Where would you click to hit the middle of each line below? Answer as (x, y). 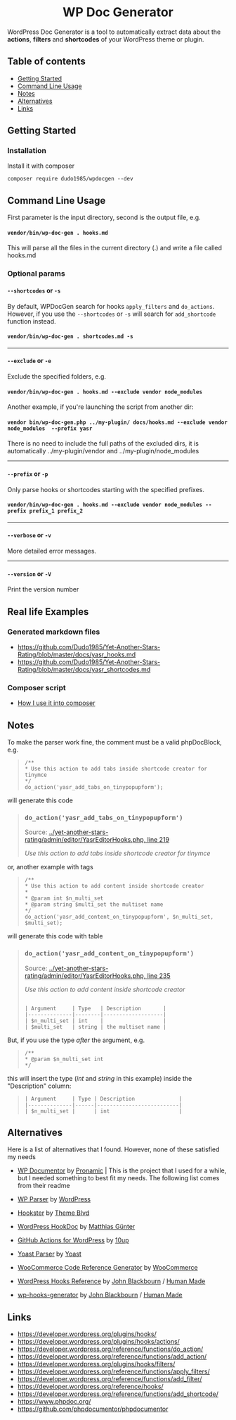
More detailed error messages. (52, 551)
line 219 (158, 840)
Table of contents (46, 62)
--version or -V (29, 574)
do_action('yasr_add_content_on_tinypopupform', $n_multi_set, (119, 917)
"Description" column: (39, 1086)
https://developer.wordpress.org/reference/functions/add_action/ (112, 1357)
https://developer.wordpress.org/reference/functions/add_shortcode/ (118, 1394)
